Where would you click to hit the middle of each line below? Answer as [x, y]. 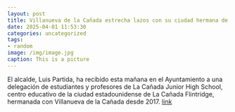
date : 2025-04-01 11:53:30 [47, 27]
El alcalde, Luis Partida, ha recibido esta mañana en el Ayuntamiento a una [115, 79]
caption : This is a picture [49, 59]
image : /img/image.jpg [40, 53]
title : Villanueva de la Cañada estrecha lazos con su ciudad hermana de [118, 20]
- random [20, 46]
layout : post [26, 14]
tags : [15, 40]
